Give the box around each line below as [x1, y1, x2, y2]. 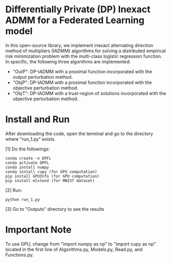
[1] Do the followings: [5, 146, 50, 152]
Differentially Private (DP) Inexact [5, 4, 151, 15]
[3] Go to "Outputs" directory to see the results [5, 206, 104, 212]
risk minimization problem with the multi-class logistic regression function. [5, 53, 162, 59]
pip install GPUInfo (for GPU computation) [5, 173, 100, 179]
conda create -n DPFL [5, 156, 52, 161]
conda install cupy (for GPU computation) [5, 169, 97, 174]
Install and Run [5, 114, 70, 125]
